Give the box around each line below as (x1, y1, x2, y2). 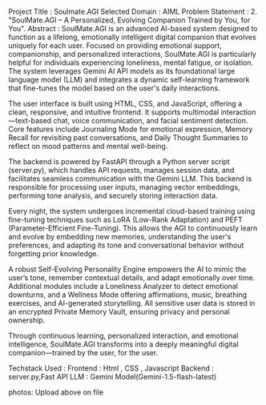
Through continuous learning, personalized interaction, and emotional (8, 331, 239, 340)
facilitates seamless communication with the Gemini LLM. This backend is (8, 174, 252, 183)
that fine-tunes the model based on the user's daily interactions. (8, 83, 220, 93)
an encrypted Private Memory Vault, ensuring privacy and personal (8, 307, 230, 316)
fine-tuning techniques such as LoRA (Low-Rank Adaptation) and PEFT (8, 215, 243, 224)
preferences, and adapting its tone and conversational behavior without (8, 240, 244, 250)
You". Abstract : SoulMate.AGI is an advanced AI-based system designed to (8, 24, 258, 33)
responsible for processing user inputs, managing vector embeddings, (8, 182, 240, 191)
